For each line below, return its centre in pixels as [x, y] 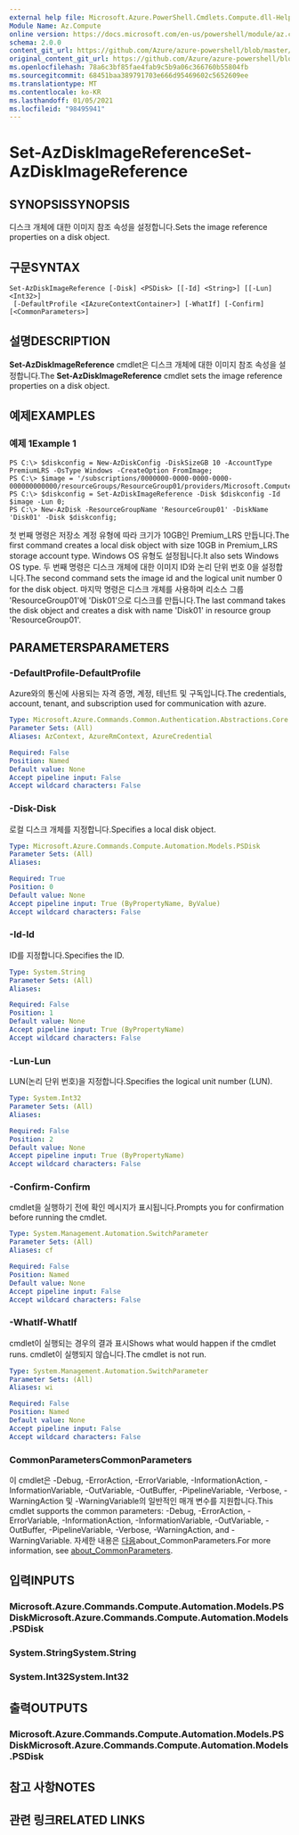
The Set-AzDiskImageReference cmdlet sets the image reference [161, 375]
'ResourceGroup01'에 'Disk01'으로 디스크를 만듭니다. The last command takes [148, 600]
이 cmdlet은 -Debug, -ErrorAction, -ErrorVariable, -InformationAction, [136, 1480]
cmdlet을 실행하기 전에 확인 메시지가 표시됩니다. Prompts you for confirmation [147, 1207]
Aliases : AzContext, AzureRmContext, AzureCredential [111, 736]
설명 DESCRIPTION [60, 341]
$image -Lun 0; [37, 502]
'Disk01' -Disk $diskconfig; [63, 517]
